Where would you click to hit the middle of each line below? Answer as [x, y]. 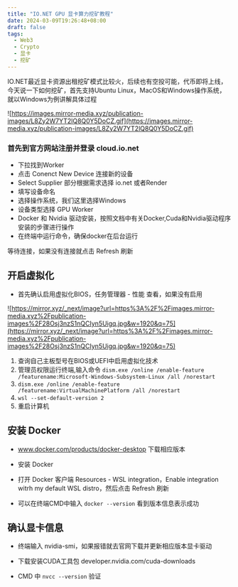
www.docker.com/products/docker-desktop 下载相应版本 [102, 449]
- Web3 [23, 41]
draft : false [27, 27]
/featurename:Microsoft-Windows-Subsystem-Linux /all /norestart [116, 377]
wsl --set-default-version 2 [61, 398]
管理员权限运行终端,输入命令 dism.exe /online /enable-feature [111, 370]
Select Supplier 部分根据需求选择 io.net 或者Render [92, 183]
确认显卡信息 [36, 528]
